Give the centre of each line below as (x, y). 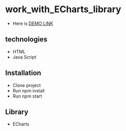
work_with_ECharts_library (63, 9)
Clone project (27, 85)
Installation (23, 73)
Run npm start (27, 96)
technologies (26, 39)
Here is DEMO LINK (33, 23)
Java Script (24, 57)
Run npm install (28, 90)
